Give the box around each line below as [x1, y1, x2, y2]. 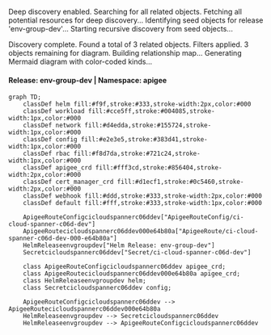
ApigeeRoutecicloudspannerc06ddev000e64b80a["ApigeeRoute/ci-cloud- [23, 228, 259, 236]
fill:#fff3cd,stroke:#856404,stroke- [95, 164, 222, 172]
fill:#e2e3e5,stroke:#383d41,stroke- [80, 136, 208, 144]
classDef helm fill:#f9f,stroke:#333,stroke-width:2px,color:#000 [23, 100, 252, 108]
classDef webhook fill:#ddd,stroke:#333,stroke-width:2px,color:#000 [23, 192, 263, 200]
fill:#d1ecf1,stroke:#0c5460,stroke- [116, 178, 244, 186]
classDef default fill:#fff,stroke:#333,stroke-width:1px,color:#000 [23, 199, 263, 207]
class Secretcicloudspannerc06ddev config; [23, 284, 172, 292]
